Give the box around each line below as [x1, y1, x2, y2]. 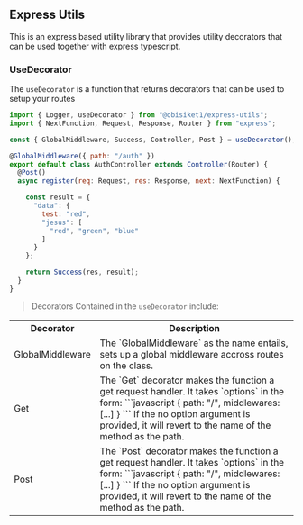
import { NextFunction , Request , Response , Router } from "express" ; [9, 119, 277, 128]
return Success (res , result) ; [25, 267, 140, 277]
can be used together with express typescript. [9, 41, 181, 51]
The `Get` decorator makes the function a [99, 374, 275, 386]
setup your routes [9, 94, 76, 104]
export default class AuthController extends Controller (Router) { [9, 159, 269, 169]
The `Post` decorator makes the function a [99, 445, 279, 457]
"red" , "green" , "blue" [49, 226, 140, 235]
